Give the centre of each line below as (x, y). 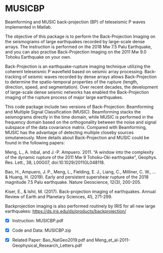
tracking (13, 77)
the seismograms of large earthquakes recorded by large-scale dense (75, 41)
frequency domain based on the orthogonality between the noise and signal (81, 122)
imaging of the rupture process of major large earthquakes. (64, 97)
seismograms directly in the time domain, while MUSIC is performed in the (79, 117)
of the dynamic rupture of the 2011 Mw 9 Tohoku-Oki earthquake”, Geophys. (81, 157)
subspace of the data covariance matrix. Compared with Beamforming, (76, 127)
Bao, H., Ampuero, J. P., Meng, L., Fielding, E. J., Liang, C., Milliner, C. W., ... (81, 172)
